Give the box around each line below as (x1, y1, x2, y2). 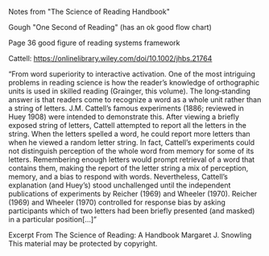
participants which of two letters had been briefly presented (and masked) (8, 206, 255, 216)
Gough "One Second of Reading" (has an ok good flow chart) (8, 23, 212, 31)
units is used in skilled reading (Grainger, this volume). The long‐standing (8, 86, 251, 96)
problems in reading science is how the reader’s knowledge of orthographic (8, 78, 260, 87)
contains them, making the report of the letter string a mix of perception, (8, 163, 249, 172)
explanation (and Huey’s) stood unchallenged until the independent (8, 180, 231, 190)
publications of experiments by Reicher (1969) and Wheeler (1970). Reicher (8, 189, 258, 198)
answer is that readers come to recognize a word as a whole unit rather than (8, 95, 262, 104)
